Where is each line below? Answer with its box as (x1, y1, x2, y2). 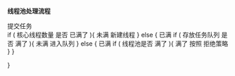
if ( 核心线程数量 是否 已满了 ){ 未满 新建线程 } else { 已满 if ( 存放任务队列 (7, 31, 220, 39)
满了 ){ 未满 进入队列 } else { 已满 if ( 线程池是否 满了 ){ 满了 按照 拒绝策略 (15, 39, 229, 48)
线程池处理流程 (7, 7, 51, 15)
